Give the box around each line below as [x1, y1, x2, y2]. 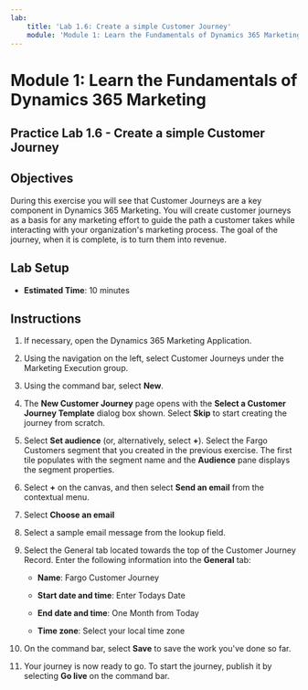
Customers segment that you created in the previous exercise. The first [23, 445, 292, 456]
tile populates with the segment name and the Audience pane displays [23, 454, 291, 466]
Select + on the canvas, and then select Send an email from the [23, 482, 264, 494]
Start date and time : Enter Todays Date [37, 590, 186, 601]
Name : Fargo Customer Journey [37, 572, 159, 583]
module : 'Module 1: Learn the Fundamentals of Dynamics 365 [27, 30, 260, 39]
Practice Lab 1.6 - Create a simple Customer [10, 125, 266, 141]
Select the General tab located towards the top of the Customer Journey [23, 545, 296, 556]
